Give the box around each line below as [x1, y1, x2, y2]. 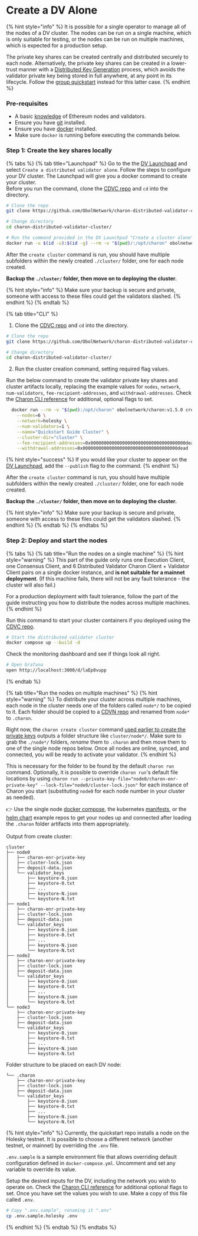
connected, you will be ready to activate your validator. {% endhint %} [6, 751, 177, 758]
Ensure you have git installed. [14, 119, 87, 126]
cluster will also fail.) [6, 581, 56, 588]
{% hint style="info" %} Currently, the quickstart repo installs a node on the [6, 1129, 190, 1136]
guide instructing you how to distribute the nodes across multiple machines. [6, 599, 190, 606]
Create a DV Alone [6, 4, 98, 17]
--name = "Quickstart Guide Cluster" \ [16, 429, 110, 435]
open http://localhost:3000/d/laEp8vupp [6, 667, 107, 673]
